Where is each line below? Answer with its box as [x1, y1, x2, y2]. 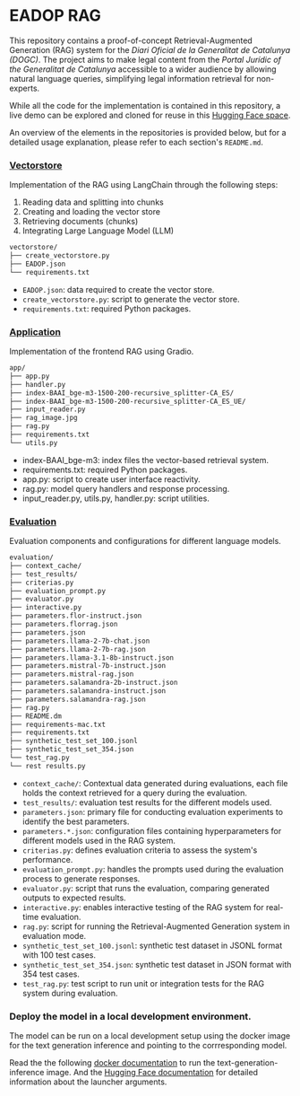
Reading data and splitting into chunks [21, 197, 164, 207]
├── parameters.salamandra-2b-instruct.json [9, 679, 178, 688]
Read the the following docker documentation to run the [9, 1057, 216, 1068]
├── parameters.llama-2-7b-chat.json [9, 636, 150, 645]
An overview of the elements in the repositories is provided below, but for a [9, 127, 287, 137]
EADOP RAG [9, 5, 101, 26]
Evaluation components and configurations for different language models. [9, 536, 282, 547]
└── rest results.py [9, 761, 87, 770]
